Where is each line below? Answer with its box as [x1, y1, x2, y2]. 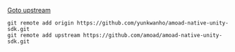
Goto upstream [7, 6, 51, 14]
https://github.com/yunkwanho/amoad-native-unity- [76, 20, 229, 27]
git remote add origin [7, 20, 74, 27]
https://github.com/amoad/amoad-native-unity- [83, 32, 222, 39]
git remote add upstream [7, 32, 80, 39]
